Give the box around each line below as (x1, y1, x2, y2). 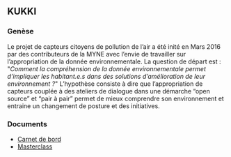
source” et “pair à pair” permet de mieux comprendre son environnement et (7, 94, 224, 103)
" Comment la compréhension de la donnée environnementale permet (7, 64, 207, 73)
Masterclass (17, 142, 53, 151)
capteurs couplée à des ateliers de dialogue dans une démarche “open (7, 87, 211, 95)
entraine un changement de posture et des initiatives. (7, 101, 160, 110)
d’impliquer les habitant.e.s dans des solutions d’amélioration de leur (7, 72, 205, 80)
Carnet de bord (17, 135, 61, 143)
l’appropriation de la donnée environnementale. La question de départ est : (7, 57, 221, 66)
